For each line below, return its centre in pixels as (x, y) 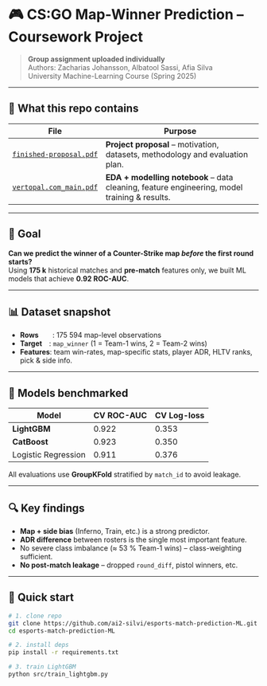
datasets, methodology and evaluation (177, 154)
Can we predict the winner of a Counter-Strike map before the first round (131, 253)
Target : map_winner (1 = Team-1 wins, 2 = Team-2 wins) (114, 343)
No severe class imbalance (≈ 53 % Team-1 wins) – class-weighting (131, 548)
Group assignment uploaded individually (96, 59)
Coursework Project (76, 37)
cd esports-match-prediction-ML (62, 631)
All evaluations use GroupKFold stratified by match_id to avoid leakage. (125, 475)
